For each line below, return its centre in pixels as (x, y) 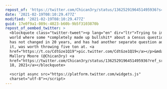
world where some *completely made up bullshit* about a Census (78, 38)
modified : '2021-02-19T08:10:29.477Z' (45, 19)
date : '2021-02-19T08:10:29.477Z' (41, 14)
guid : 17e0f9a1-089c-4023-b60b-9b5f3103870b (52, 24)
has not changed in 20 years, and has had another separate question (83, 42)
